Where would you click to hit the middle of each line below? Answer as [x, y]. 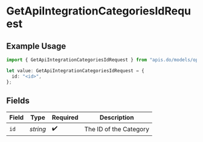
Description [117, 117]
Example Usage [36, 46]
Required [65, 117]
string [38, 129]
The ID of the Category [117, 129]
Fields [18, 100]
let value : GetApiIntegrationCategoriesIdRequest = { [76, 70]
